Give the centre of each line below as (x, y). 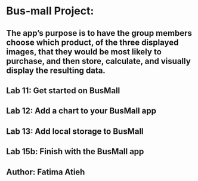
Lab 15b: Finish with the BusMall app (75, 151)
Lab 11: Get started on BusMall (63, 90)
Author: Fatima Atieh (46, 172)
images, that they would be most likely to (84, 52)
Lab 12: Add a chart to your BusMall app (81, 111)
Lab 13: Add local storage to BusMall (75, 131)
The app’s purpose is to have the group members (99, 33)
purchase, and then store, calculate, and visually (98, 61)
